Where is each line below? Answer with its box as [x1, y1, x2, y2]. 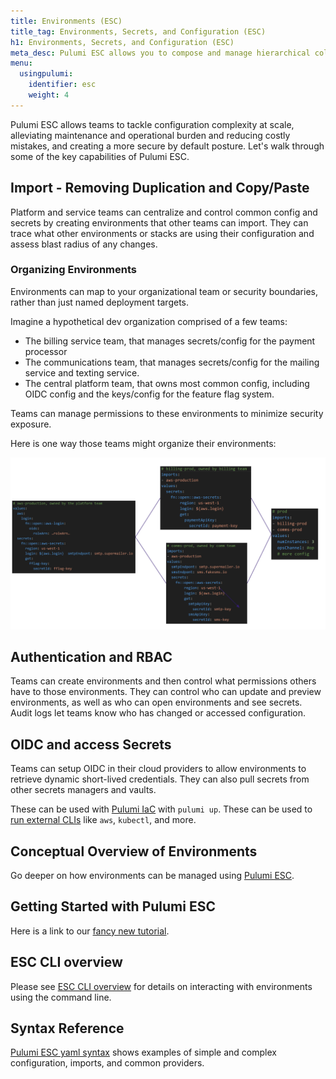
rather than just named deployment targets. [10, 296, 189, 308]
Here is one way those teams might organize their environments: [10, 437, 277, 449]
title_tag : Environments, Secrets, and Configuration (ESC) [10, 26, 267, 37]
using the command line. [10, 991, 112, 1003]
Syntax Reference [10, 1020, 125, 1037]
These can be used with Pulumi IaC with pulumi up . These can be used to [10, 803, 313, 815]
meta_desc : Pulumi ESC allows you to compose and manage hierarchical [10, 48, 311, 58]
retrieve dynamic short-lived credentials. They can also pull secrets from [10, 773, 310, 785]
